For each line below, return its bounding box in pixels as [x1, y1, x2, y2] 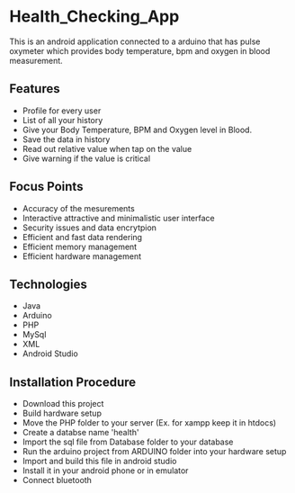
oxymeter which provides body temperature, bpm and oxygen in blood [9, 45, 271, 56]
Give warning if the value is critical [22, 153, 151, 164]
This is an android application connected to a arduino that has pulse [9, 36, 261, 47]
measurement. [9, 55, 63, 66]
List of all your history [22, 114, 103, 125]
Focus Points [9, 179, 84, 194]
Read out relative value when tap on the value [22, 143, 192, 154]
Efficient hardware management [22, 250, 142, 262]
